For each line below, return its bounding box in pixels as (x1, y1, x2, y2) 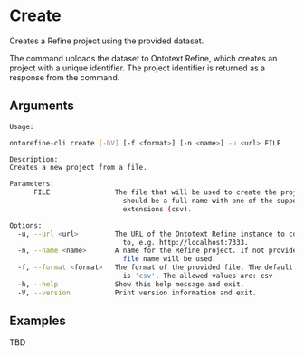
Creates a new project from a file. (9, 163, 147, 173)
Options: (9, 220, 43, 230)
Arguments (9, 98, 75, 114)
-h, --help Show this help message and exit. (17, 279, 245, 289)
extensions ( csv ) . (122, 204, 193, 213)
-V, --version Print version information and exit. (17, 288, 257, 297)
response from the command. (9, 71, 120, 82)
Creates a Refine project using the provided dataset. (9, 35, 204, 46)
